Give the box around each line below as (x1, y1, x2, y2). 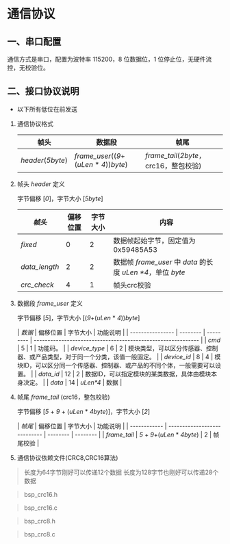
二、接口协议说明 (7, 86, 79, 97)
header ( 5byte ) (20, 155, 68, 165)
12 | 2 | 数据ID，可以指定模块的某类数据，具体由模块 (64, 370, 212, 378)
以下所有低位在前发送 (16, 105, 77, 113)
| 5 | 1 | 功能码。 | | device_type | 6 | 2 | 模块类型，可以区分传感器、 (16, 344, 207, 352)
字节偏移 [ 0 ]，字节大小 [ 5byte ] (16, 194, 104, 203)
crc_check (20, 280, 54, 289)
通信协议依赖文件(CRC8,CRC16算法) (16, 453, 118, 462)
